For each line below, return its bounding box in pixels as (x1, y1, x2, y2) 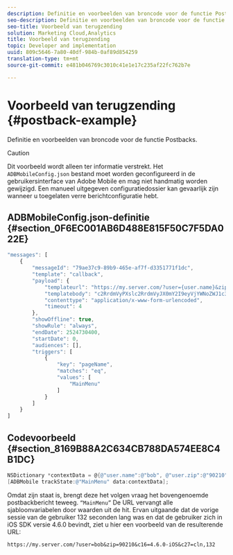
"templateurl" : (44, 283, 89, 291)
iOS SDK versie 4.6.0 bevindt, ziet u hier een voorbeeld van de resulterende (7, 520, 223, 529)
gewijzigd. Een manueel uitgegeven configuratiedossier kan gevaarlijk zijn (7, 184, 219, 193)
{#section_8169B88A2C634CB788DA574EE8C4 (7, 443, 221, 455)
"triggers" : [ (32, 348, 73, 355)
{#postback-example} (7, 112, 137, 128)
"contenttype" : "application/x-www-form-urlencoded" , (44, 297, 203, 303)
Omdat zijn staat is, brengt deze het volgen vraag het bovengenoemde (7, 491, 209, 499)
